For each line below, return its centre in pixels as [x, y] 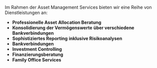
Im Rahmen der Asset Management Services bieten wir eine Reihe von [78, 7]
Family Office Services [37, 60]
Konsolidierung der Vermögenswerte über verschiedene [73, 28]
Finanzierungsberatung [38, 54]
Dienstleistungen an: [26, 13]
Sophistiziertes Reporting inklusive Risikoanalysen [67, 38]
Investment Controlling [37, 49]
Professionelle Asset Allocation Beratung [57, 22]
